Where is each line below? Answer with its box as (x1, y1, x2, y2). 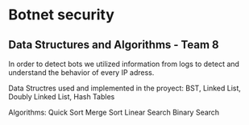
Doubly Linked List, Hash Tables (8, 92, 115, 102)
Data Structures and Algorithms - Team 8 (8, 38, 219, 52)
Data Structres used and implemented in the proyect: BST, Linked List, (8, 83, 242, 93)
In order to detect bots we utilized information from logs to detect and (8, 59, 240, 69)
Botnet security (8, 6, 115, 24)
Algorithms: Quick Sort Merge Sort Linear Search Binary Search (8, 107, 220, 117)
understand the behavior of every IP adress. (8, 68, 155, 77)
